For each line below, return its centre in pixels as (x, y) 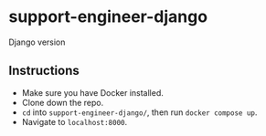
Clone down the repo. (63, 102)
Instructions (44, 71)
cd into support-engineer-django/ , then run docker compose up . (139, 112)
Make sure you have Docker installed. (92, 92)
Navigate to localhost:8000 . (74, 121)
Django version (37, 42)
